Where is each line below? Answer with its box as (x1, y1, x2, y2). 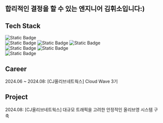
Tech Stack (5, 22, 41, 30)
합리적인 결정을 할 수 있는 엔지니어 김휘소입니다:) (5, 4, 145, 13)
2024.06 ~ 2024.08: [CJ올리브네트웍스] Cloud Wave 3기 (5, 78, 118, 85)
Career (5, 64, 27, 73)
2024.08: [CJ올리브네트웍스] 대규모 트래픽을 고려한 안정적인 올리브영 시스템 (5, 106, 153, 112)
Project (5, 93, 28, 101)
